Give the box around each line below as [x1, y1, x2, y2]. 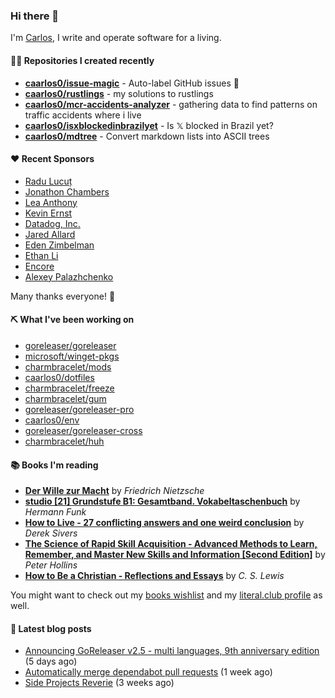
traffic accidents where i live [24, 109, 142, 121]
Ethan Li [24, 249, 59, 261]
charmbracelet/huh [24, 435, 105, 447]
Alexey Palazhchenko [24, 270, 114, 283]
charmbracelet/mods [24, 360, 112, 373]
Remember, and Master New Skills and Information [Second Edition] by [24, 549, 326, 561]
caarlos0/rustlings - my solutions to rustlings [24, 87, 214, 99]
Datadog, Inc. [24, 217, 81, 229]
